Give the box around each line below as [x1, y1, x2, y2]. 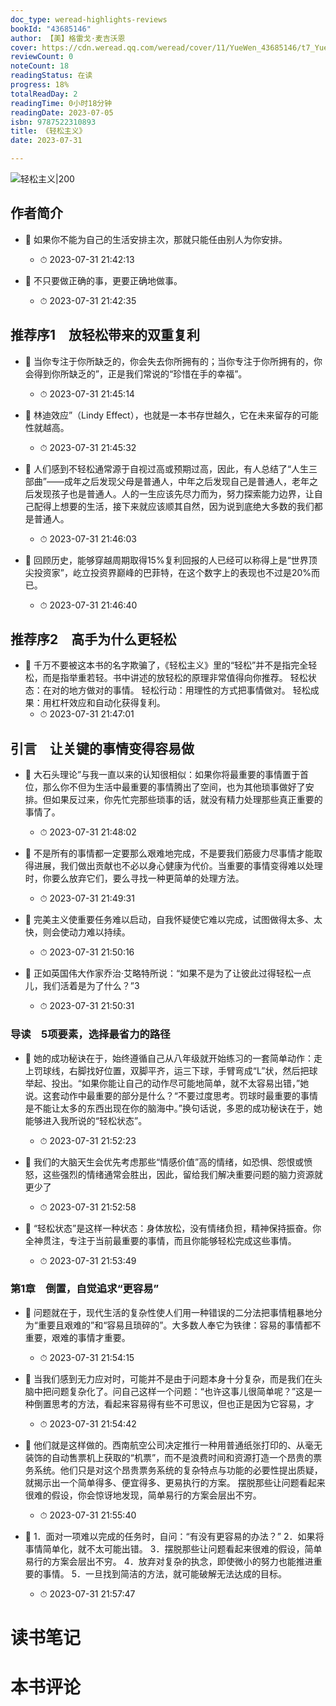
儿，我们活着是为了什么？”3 [24, 980, 140, 992]
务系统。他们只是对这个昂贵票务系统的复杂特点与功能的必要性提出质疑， [24, 1464, 323, 1476]
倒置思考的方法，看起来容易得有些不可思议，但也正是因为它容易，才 [33, 1397, 315, 1410]
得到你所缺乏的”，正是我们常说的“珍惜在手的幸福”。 [33, 367, 248, 380]
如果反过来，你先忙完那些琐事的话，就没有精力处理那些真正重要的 [51, 794, 323, 806]
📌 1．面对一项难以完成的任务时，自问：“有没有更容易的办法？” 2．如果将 [24, 1530, 325, 1542]
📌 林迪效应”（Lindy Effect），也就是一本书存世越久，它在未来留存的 [24, 409, 302, 421]
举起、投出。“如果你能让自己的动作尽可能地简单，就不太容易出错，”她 [24, 1077, 310, 1089]
